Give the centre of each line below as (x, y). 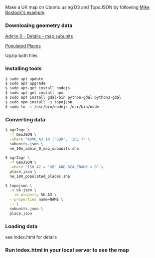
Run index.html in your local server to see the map (67, 250)
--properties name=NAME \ (37, 200)
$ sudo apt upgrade (25, 84)
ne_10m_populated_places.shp (40, 176)
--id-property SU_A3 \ (33, 195)
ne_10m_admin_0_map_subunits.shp (44, 148)
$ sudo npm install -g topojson (39, 102)
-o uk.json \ (23, 190)
